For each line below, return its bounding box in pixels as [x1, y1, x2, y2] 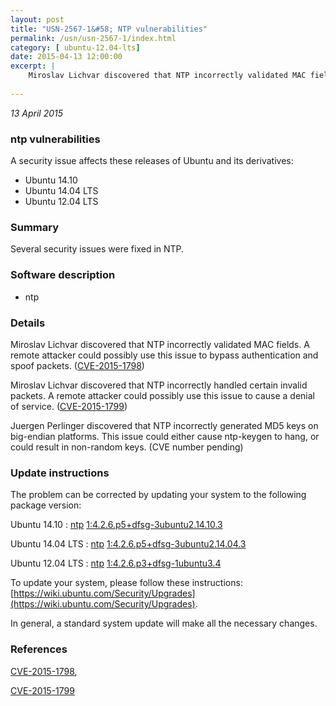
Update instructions [10, 466, 110, 480]
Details [10, 316, 46, 330]
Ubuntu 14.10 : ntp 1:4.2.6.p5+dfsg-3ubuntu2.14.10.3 [10, 519, 223, 531]
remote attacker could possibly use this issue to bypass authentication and [10, 349, 319, 361]
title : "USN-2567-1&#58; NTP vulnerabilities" [10, 24, 208, 34]
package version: [10, 499, 82, 511]
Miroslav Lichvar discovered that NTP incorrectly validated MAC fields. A [10, 338, 310, 350]
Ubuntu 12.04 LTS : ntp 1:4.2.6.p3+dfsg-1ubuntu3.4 [10, 557, 222, 570]
